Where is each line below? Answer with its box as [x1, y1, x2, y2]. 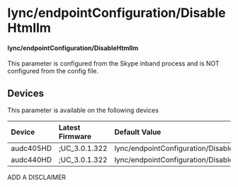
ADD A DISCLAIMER [7, 173, 66, 181]
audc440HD [11, 155, 52, 165]
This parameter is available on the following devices [7, 106, 159, 114]
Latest [58, 123, 81, 133]
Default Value [114, 127, 161, 137]
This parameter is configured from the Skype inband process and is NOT [7, 59, 220, 68]
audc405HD [11, 143, 52, 153]
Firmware [58, 132, 92, 142]
